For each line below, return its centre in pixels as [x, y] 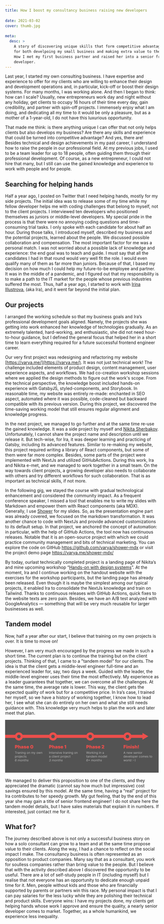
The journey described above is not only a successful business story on [77, 838]
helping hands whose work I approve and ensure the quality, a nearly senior [81, 906]
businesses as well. [25, 609]
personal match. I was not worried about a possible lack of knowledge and [80, 248]
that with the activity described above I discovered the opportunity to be [78, 870]
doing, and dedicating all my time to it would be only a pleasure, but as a [78, 113]
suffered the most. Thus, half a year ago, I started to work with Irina [73, 284]
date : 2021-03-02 [23, 21]
